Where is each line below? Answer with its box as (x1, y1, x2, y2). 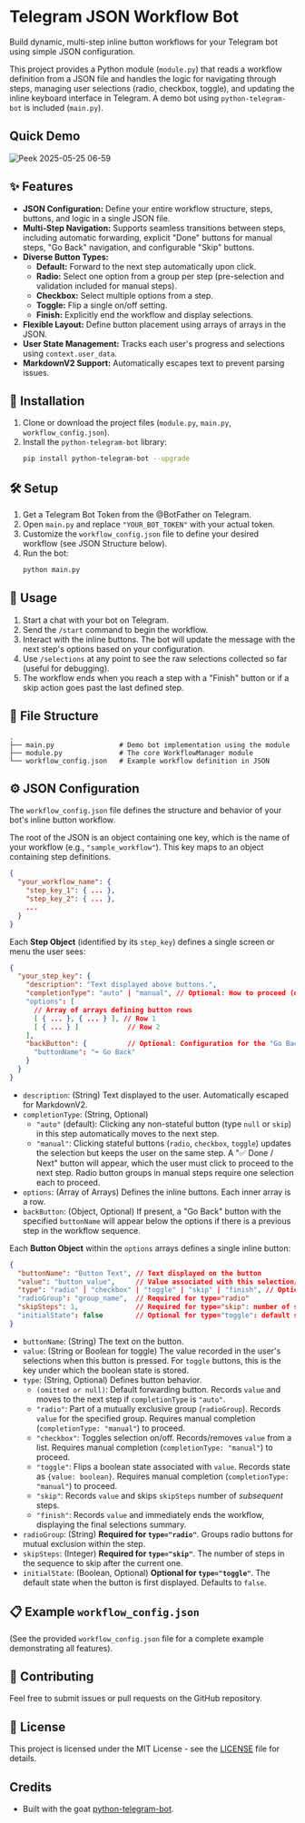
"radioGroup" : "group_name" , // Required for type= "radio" (17, 1294, 250, 1304)
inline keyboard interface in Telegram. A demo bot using (9, 93, 220, 103)
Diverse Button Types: (22, 251, 109, 262)
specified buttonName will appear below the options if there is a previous (22, 1215, 291, 1227)
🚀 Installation (9, 393, 85, 409)
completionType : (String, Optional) (22, 1109, 149, 1119)
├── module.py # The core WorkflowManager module (9, 748, 254, 757)
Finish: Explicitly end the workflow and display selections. (35, 309, 254, 320)
